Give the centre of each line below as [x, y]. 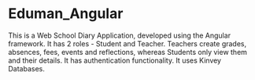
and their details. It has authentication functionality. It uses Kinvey [115, 60]
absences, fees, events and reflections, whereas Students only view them [128, 52]
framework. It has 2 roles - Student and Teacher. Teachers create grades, [128, 43]
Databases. [27, 68]
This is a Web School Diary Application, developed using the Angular [119, 35]
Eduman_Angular [66, 14]
